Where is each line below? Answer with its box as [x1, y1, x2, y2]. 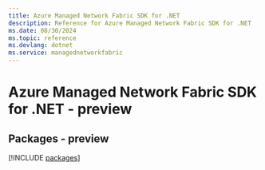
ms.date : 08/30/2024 [8, 26, 77, 34]
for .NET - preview [8, 101, 132, 118]
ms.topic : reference [8, 34, 77, 42]
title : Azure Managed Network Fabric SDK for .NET [8, 11, 180, 20]
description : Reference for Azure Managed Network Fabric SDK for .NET [8, 19, 251, 27]
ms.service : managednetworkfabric [8, 49, 124, 57]
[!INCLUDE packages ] [8, 153, 81, 162]
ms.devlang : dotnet [8, 42, 73, 49]
